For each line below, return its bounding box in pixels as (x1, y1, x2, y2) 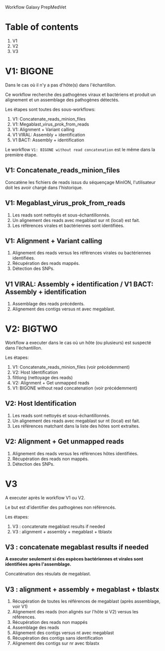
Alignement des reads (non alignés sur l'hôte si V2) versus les (12, 609, 139, 615)
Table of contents (5, 22, 79, 33)
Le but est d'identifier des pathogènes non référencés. (5, 504, 116, 510)
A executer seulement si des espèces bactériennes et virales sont (5, 556, 143, 562)
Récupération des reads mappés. (12, 260, 80, 266)
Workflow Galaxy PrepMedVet (5, 4, 67, 10)
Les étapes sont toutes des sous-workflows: (5, 106, 96, 112)
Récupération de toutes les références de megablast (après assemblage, (12, 598, 161, 605)
